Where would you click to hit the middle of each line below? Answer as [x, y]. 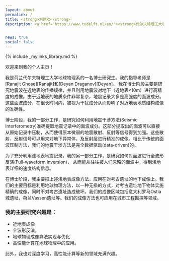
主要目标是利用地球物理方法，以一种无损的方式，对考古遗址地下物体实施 [89, 185]
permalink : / [19, 15]
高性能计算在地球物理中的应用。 [46, 243]
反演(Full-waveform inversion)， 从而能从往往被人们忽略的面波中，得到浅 [81, 162]
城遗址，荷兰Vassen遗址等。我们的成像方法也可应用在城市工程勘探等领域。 [83, 198]
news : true [17, 38]
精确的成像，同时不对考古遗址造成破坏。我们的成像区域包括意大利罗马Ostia [83, 191]
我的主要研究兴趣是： [31, 212]
